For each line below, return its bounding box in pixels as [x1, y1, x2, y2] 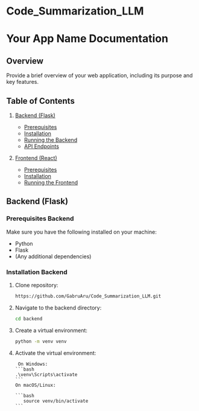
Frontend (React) [14, 155, 57, 161]
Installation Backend [6, 267, 68, 276]
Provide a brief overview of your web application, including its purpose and [6, 72, 193, 79]
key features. [6, 78, 39, 86]
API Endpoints [24, 143, 59, 150]
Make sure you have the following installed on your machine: [6, 228, 157, 235]
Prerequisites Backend [6, 214, 74, 223]
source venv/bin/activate [23, 398, 89, 404]
